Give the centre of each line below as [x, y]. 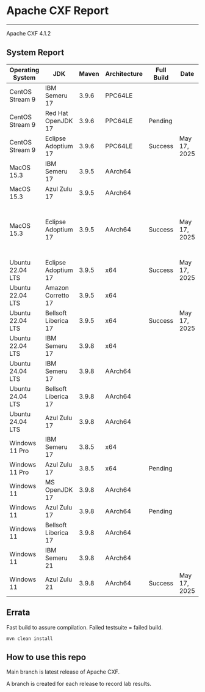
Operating [24, 70]
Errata [18, 613]
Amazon [57, 287]
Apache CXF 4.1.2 [29, 33]
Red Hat [56, 113]
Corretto [57, 295]
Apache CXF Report [58, 11]
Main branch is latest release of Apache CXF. [63, 672]
